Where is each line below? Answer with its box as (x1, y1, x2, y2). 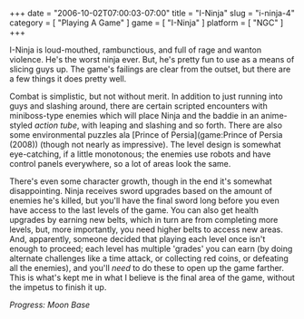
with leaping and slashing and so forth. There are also (81, 120, 283, 130)
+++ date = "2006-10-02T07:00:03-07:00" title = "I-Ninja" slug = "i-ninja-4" (9, 8, 295, 18)
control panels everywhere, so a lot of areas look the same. (9, 159, 231, 169)
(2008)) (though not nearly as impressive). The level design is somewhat (9, 140, 281, 150)
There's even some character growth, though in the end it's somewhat (9, 176, 272, 187)
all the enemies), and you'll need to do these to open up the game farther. (9, 263, 284, 273)
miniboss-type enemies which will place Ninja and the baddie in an (9, 111, 260, 121)
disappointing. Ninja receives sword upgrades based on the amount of (9, 186, 272, 196)
